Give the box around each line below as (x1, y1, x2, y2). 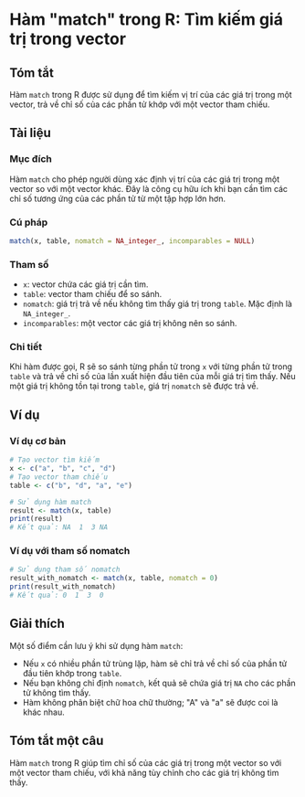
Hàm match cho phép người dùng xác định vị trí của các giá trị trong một (9, 174, 280, 185)
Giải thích (9, 616, 66, 632)
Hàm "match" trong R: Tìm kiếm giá (9, 9, 283, 30)
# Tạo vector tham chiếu (9, 472, 108, 482)
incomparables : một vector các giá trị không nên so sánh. (22, 318, 237, 329)
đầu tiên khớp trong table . (22, 667, 122, 678)
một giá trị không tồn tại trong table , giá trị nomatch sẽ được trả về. (9, 380, 259, 392)
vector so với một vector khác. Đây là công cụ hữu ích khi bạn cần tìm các (9, 183, 289, 194)
